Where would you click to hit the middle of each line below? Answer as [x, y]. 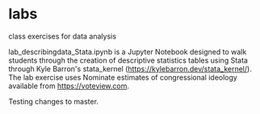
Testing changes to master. [54, 101]
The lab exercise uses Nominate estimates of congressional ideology [123, 77]
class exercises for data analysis [63, 36]
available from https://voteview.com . [69, 86]
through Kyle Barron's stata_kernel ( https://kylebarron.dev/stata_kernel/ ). [130, 68]
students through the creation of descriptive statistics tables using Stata [128, 60]
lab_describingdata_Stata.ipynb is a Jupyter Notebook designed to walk [128, 51]
